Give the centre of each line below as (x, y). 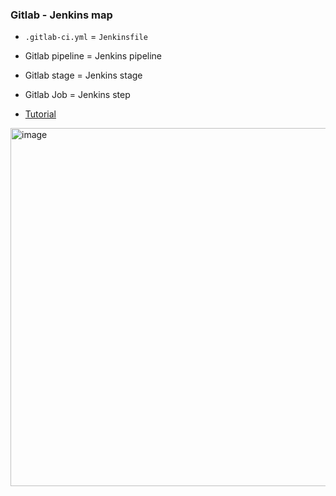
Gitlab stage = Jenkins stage (83, 75)
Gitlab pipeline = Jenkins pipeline (93, 56)
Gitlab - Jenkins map (61, 15)
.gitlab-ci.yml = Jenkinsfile (86, 37)
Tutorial (40, 114)
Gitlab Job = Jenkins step (77, 95)
